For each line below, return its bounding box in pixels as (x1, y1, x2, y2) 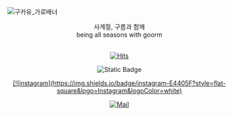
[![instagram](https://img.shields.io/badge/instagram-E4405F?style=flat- (13, 79, 226, 87)
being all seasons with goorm (76, 30, 163, 39)
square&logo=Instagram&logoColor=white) (56, 87, 183, 95)
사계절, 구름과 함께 (93, 23, 146, 31)
